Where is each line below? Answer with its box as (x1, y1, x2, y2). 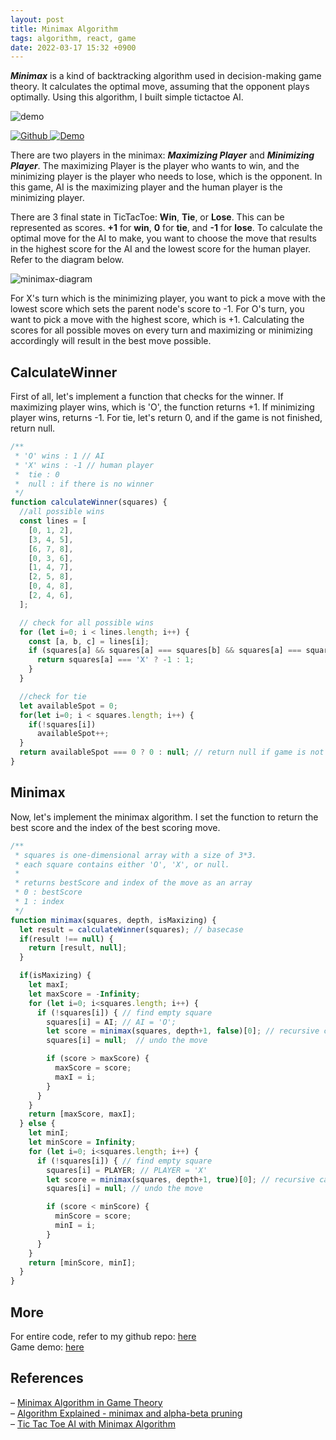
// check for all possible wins (19, 617, 155, 628)
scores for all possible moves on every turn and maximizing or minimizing (10, 324, 313, 336)
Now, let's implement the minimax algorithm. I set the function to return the (10, 811, 319, 823)
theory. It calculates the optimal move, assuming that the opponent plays (10, 81, 310, 93)
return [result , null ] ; (28, 943, 128, 953)
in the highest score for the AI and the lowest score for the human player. (10, 243, 312, 255)
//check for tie (19, 691, 87, 701)
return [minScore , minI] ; (28, 1257, 137, 1268)
